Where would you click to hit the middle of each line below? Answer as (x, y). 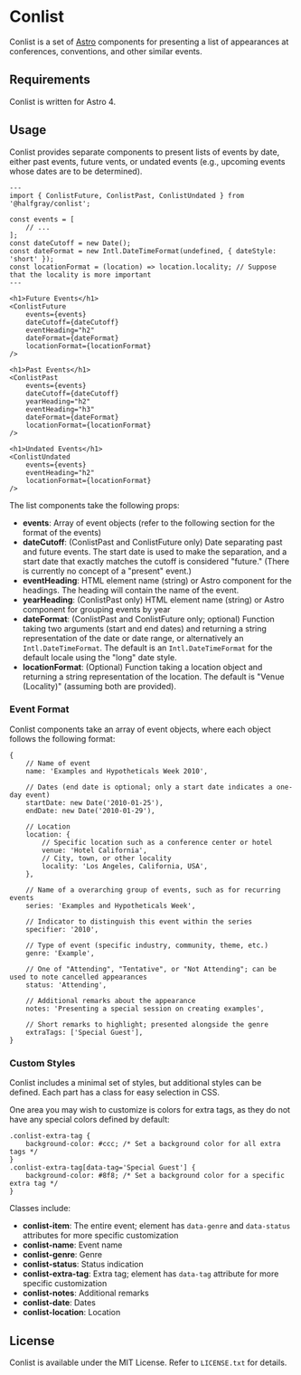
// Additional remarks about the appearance (111, 1000)
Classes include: (40, 1209)
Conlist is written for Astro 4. (62, 101)
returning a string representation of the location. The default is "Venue (153, 677)
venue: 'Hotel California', (94, 850)
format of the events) (62, 532)
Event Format (39, 709)
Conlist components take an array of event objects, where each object (140, 729)
